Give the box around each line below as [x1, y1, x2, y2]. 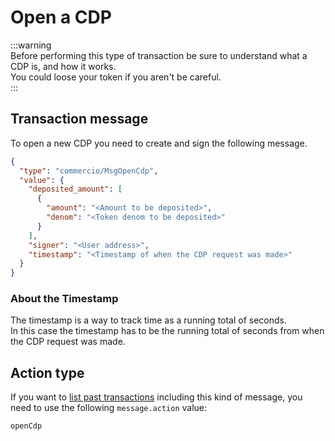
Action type [10, 364, 85, 381]
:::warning [10, 39, 52, 51]
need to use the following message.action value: [10, 402, 208, 414]
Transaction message [10, 111, 149, 128]
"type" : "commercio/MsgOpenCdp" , [19, 166, 159, 176]
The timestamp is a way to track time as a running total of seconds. [10, 314, 288, 326]
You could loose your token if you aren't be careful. [10, 71, 222, 83]
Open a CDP [10, 6, 112, 29]
